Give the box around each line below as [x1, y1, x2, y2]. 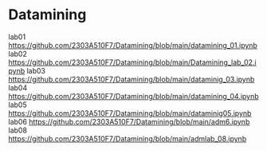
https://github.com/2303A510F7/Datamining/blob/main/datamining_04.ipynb [8, 91, 259, 101]
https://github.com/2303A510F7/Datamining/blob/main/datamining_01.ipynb [8, 40, 257, 50]
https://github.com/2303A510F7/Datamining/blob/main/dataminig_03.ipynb [8, 74, 255, 84]
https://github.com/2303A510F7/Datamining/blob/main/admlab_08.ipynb [8, 133, 247, 143]
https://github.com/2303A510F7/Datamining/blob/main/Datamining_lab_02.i [8, 58, 257, 67]
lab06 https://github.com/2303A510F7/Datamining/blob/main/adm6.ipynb [8, 117, 250, 126]
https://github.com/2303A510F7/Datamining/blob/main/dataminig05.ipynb [8, 108, 252, 117]
